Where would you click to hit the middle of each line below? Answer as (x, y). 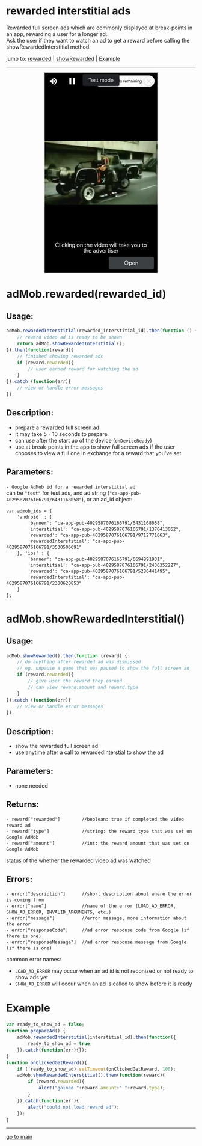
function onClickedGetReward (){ (47, 1062)
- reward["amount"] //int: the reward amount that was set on (98, 843)
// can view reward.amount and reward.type (83, 687)
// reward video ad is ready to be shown (69, 337)
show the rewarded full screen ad (57, 746)
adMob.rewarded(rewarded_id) (86, 294)
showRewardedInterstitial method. (49, 47)
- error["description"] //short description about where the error (99, 894)
